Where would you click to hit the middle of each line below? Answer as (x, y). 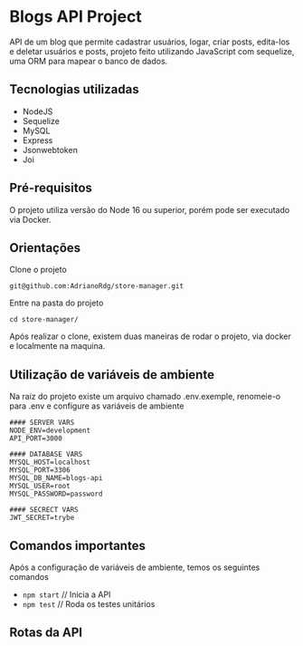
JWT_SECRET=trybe (42, 518)
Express (38, 140)
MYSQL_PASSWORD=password (56, 494)
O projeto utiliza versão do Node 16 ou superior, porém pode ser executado (150, 209)
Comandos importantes (78, 545)
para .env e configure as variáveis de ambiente (97, 406)
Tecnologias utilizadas (74, 89)
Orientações (45, 248)
